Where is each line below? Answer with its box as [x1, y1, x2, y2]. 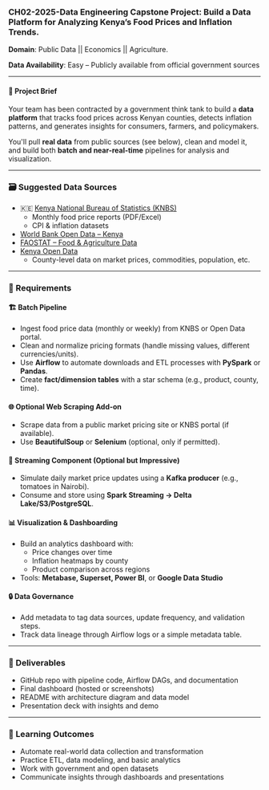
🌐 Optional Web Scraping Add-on [8, 401, 122, 411]
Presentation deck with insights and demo [19, 701, 159, 711]
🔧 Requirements [8, 282, 72, 293]
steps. [19, 621, 41, 630]
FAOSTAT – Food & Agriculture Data [19, 238, 138, 247]
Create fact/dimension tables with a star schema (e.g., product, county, [19, 374, 259, 384]
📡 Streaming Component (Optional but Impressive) [8, 455, 180, 465]
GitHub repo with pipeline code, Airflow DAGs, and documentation [19, 675, 239, 685]
